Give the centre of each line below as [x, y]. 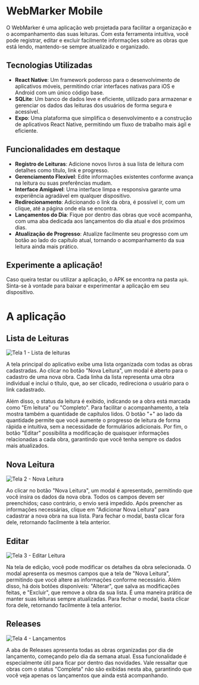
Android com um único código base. [59, 92]
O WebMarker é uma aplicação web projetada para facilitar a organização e [99, 27]
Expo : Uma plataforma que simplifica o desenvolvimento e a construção [103, 118]
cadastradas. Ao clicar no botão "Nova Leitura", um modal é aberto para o [97, 371]
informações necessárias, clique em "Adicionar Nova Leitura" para [88, 510]
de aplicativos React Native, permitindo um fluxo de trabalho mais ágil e [103, 124]
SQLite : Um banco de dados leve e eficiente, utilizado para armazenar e [103, 99]
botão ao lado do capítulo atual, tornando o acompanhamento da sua [99, 240]
